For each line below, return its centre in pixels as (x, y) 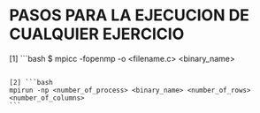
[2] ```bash (31, 82)
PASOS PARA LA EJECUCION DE (130, 15)
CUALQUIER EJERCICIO (97, 34)
